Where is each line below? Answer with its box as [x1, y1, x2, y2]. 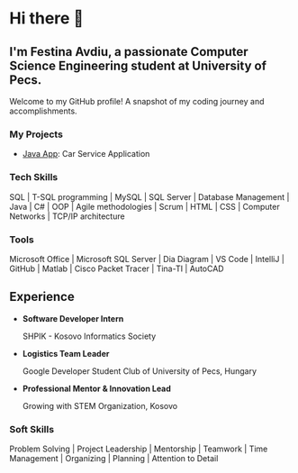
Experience [9, 289, 75, 305]
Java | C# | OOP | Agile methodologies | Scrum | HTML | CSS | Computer [9, 201, 281, 212]
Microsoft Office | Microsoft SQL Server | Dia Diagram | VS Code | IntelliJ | [9, 253, 285, 264]
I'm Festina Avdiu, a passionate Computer [9, 44, 249, 59]
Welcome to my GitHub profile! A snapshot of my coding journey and [9, 96, 265, 106]
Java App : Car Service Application [22, 149, 150, 159]
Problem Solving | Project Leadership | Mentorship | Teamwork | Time [9, 443, 268, 454]
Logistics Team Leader [22, 348, 110, 359]
